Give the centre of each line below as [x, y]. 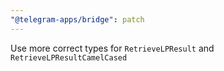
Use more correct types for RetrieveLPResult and [112, 48]
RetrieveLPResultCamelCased [69, 57]
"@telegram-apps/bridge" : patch [77, 19]
